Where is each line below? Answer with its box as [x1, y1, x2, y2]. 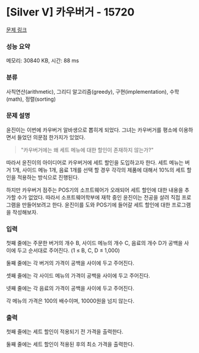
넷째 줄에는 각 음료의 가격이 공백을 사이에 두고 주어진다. [6, 285, 135, 292]
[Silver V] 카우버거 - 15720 [6, 5, 135, 19]
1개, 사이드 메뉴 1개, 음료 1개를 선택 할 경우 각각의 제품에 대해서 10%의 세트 [12, 166, 186, 173]
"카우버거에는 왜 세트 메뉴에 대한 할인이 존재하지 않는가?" [20, 146, 154, 153]
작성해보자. [12, 208, 39, 215]
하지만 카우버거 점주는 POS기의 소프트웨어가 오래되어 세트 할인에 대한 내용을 [6, 186, 184, 193]
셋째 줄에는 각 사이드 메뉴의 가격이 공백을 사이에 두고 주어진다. [6, 272, 150, 279]
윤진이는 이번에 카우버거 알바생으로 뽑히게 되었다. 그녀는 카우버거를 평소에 [6, 126, 178, 133]
